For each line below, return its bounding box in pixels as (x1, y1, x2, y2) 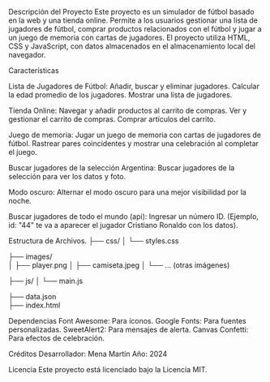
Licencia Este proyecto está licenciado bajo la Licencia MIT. (8, 365, 208, 374)
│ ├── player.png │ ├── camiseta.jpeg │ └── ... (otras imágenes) (8, 260, 230, 270)
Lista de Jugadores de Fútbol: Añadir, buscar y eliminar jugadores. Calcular (8, 81, 259, 91)
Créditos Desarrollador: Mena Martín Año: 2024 (8, 349, 168, 358)
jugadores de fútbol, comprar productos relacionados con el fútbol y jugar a (8, 24, 262, 33)
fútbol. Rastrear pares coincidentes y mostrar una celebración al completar (8, 139, 259, 148)
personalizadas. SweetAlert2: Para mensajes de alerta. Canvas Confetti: (8, 324, 249, 334)
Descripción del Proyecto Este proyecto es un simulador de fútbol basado (8, 7, 255, 16)
